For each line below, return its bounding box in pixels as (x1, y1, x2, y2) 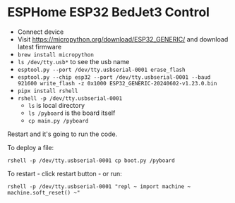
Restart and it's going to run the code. (7, 130, 118, 138)
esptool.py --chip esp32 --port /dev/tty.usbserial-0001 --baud (17, 73, 211, 81)
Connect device (17, 27, 64, 36)
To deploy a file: (7, 143, 54, 152)
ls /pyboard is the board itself (28, 109, 116, 117)
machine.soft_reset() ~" (7, 189, 80, 196)
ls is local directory (28, 101, 85, 109)
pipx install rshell (17, 87, 78, 94)
